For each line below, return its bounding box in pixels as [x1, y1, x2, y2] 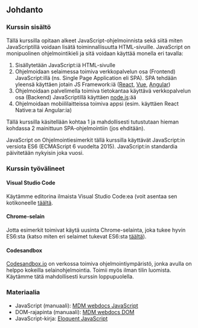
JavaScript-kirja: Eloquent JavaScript [14, 315, 108, 322]
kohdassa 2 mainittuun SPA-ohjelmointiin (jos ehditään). [6, 124, 145, 132]
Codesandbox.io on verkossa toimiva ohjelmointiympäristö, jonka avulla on [6, 260, 192, 267]
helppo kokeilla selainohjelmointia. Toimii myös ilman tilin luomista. [6, 266, 171, 274]
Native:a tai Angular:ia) [14, 106, 72, 114]
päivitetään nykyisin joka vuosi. [6, 149, 84, 156]
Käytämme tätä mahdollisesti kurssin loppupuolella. [6, 273, 134, 280]
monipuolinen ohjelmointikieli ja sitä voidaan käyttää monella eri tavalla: [6, 50, 184, 57]
